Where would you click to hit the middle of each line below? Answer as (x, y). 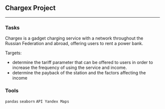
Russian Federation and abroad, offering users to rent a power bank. (74, 44)
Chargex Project (30, 8)
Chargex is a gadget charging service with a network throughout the (74, 38)
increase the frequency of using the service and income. (69, 67)
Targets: (14, 53)
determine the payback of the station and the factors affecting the (79, 73)
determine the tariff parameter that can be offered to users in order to (82, 63)
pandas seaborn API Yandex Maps (37, 102)
